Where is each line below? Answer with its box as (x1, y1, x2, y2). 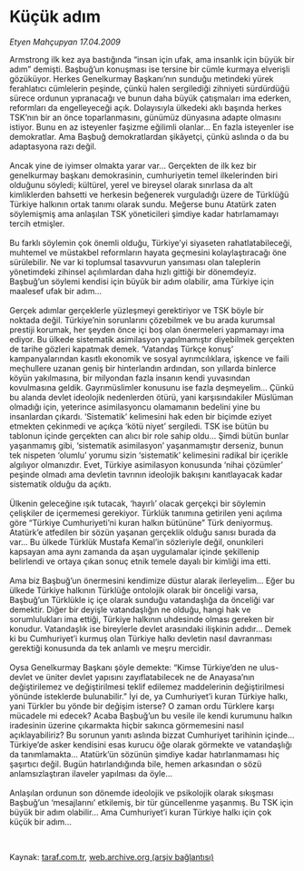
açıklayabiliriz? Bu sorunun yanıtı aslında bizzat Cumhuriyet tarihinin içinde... (9, 729, 295, 740)
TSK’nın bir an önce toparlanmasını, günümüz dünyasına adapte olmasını (9, 112, 281, 123)
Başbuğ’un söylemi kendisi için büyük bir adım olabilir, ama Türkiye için (9, 275, 274, 287)
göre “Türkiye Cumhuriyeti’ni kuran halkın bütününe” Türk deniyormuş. (9, 517, 274, 528)
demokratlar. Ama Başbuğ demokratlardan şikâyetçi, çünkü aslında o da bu (9, 131, 289, 142)
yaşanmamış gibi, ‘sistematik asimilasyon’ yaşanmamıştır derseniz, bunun (9, 440, 284, 450)
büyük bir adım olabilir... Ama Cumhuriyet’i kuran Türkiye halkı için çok (9, 807, 272, 817)
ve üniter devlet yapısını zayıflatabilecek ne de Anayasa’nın (34, 671, 255, 682)
